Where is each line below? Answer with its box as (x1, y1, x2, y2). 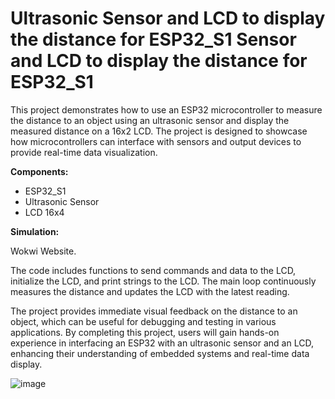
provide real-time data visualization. (10, 146, 158, 158)
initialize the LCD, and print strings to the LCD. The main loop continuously (10, 275, 317, 287)
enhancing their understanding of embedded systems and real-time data (10, 347, 310, 359)
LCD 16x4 (24, 206, 65, 218)
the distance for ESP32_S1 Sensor (10, 28, 297, 51)
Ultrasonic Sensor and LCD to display (10, 7, 326, 30)
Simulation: (10, 225, 60, 237)
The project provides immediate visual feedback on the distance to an (10, 305, 298, 317)
